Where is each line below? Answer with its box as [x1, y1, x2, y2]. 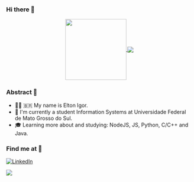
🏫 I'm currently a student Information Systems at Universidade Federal [14, 108, 186, 115]
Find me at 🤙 [6, 144, 43, 152]
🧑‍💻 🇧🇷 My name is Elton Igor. [14, 102, 88, 109]
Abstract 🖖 [6, 88, 37, 96]
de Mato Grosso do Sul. [14, 115, 73, 122]
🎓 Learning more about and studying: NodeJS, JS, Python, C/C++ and [14, 121, 189, 128]
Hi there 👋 [6, 5, 35, 14]
